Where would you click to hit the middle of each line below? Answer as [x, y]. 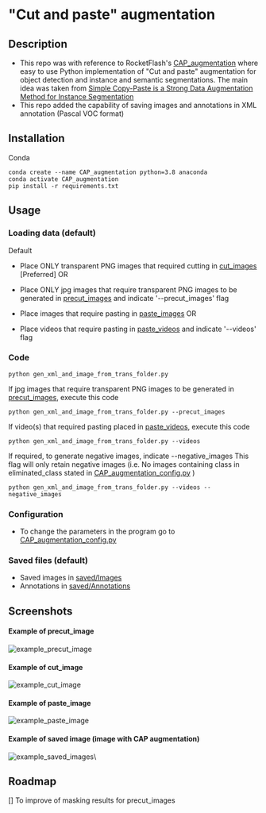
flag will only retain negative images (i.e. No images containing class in [124, 464]
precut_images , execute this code [64, 397]
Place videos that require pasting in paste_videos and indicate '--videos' [138, 329]
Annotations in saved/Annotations [75, 586]
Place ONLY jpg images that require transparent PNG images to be [129, 289]
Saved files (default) [48, 561]
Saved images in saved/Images [71, 578]
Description [38, 44]
